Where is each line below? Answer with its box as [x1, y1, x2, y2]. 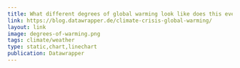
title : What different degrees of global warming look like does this [7, 10, 222, 18]
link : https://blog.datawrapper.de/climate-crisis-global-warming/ [7, 17, 213, 24]
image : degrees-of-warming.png [7, 30, 101, 38]
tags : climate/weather [7, 37, 75, 44]
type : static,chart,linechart [7, 43, 98, 50]
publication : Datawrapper [7, 50, 84, 57]
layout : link [7, 23, 46, 30]
